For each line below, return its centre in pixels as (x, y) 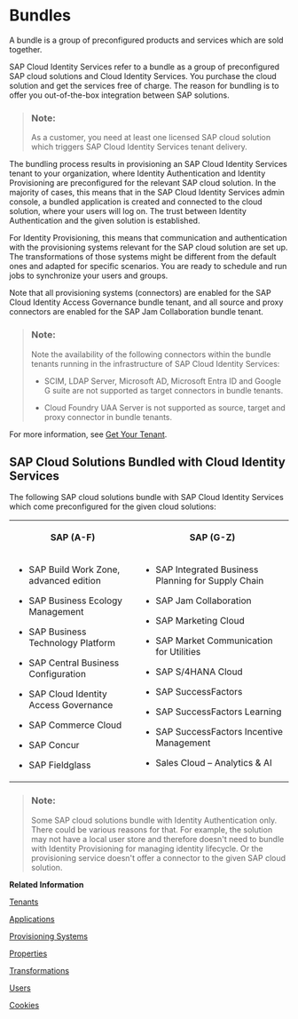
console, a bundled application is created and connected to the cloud (136, 202)
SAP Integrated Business (207, 569)
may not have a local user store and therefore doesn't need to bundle (157, 839)
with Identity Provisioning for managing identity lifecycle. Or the (147, 848)
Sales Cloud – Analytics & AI (213, 763)
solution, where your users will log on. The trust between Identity (128, 211)
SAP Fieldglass (60, 765)
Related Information (47, 884)
